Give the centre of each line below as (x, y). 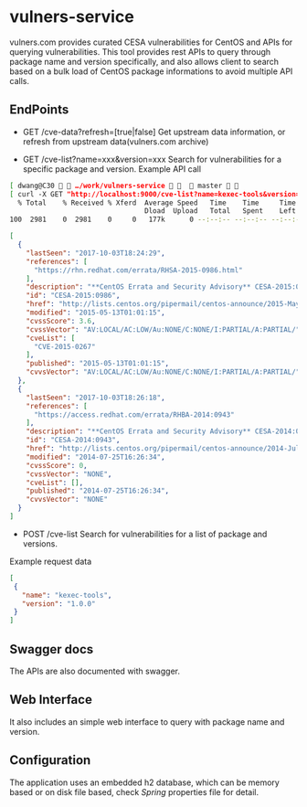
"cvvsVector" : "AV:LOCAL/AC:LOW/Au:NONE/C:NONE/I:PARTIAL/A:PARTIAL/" (163, 372)
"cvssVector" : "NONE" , (69, 474)
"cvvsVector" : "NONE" (67, 500)
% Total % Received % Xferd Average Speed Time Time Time (157, 203)
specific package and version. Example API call (112, 169)
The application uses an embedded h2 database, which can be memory (145, 782)
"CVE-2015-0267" (64, 346)
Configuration (50, 760)
